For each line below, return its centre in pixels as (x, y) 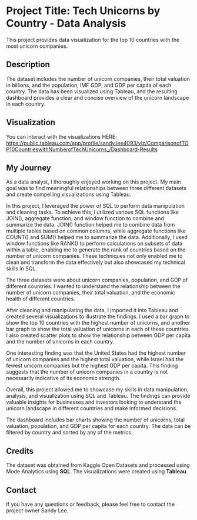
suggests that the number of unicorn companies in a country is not (87, 372)
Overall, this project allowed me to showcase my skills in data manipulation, (97, 390)
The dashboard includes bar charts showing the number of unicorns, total (96, 420)
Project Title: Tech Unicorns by (83, 11)
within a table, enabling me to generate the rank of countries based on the (96, 250)
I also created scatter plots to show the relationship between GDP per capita (98, 335)
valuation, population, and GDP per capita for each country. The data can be (98, 426)
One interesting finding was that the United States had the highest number (96, 353)
